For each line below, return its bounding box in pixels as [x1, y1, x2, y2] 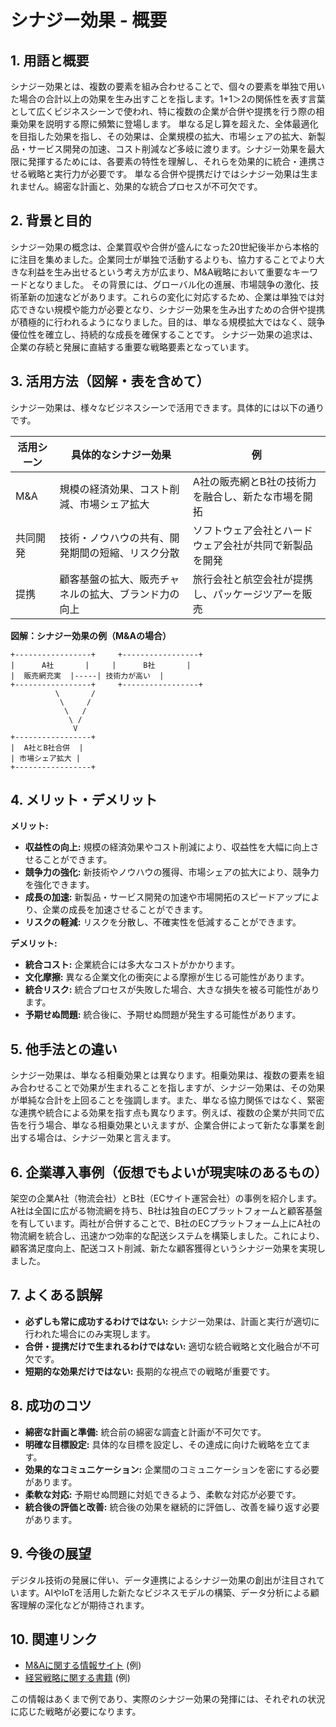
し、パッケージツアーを [192, 587, 303, 601]
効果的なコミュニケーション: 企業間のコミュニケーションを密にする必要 [24, 1463, 320, 1475]
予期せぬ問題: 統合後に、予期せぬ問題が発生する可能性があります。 [24, 1009, 302, 1021]
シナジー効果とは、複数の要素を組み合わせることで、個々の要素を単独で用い [10, 81, 326, 92]
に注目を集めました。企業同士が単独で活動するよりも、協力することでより [10, 253, 317, 265]
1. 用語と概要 [10, 52, 90, 69]
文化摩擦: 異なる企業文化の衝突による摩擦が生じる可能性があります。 [24, 971, 310, 983]
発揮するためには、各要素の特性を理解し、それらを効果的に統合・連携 [27, 156, 317, 167]
